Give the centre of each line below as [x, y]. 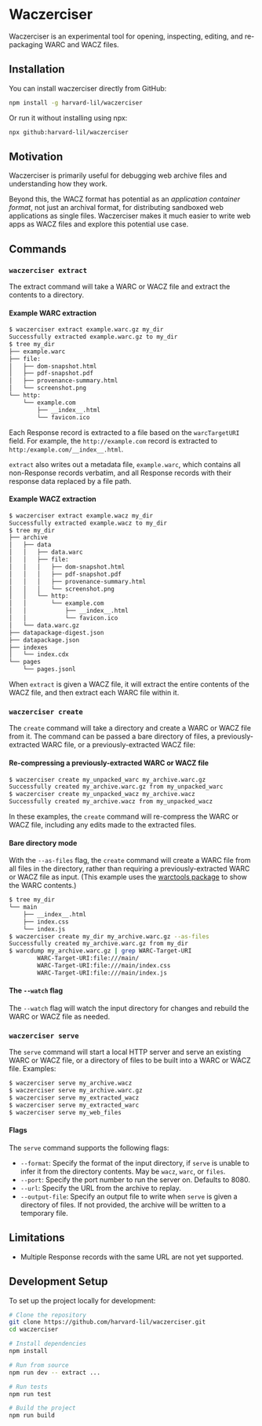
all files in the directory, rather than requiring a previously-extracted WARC [129, 869]
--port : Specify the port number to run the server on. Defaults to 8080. [135, 1179]
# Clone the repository [48, 1315]
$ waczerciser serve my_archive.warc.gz [76, 1091]
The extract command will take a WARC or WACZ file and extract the [120, 286]
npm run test [30, 1394]
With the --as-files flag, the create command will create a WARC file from [130, 860]
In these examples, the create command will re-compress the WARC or [124, 816]
